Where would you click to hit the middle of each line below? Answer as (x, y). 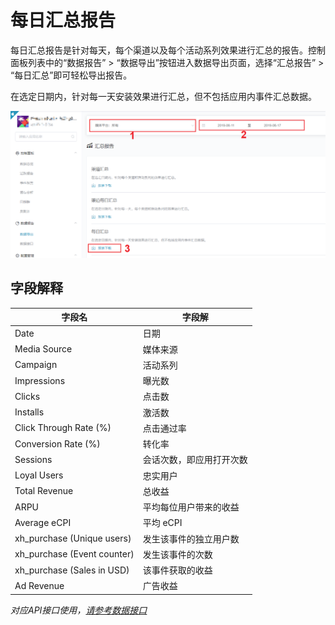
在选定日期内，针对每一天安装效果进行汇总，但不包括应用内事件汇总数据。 (163, 96)
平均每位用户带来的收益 (191, 507)
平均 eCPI (162, 523)
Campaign (36, 365)
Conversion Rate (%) (57, 443)
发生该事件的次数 (177, 554)
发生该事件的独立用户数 (191, 538)
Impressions (40, 380)
